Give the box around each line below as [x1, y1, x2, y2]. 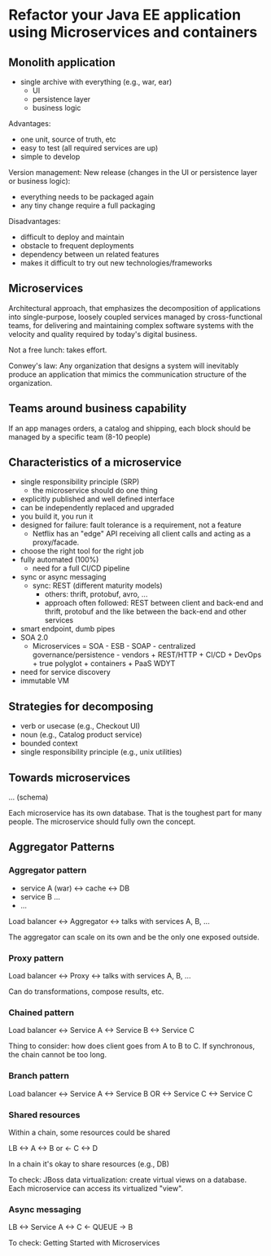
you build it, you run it [20, 511, 94, 522]
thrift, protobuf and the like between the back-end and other [44, 606, 247, 616]
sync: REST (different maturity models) [32, 580, 163, 591]
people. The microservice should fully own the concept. [8, 816, 196, 827]
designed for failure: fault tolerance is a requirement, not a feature [20, 520, 242, 530]
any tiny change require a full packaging [20, 201, 155, 210]
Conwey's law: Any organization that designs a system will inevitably [8, 361, 239, 370]
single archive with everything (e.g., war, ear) [20, 77, 173, 86]
